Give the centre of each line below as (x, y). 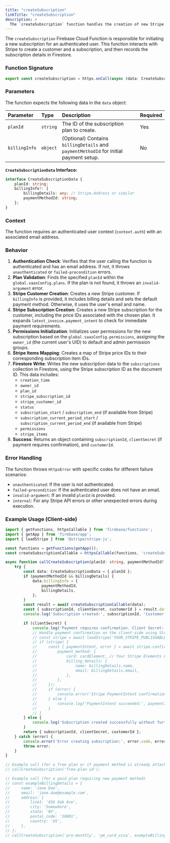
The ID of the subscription (93, 123)
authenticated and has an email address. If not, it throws (71, 267)
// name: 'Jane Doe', (32, 788)
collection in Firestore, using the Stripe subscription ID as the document (87, 369)
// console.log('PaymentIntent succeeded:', (89, 704)
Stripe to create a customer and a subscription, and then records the (77, 49)
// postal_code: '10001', (42, 817)
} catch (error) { (34, 737)
